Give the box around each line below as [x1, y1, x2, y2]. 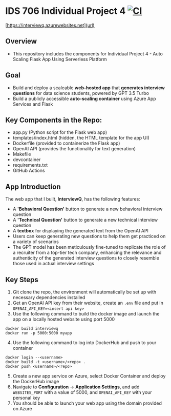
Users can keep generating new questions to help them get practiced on [12, 233, 166, 240]
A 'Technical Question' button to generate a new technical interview [12, 217, 158, 223]
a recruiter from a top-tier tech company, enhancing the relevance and [12, 249, 162, 256]
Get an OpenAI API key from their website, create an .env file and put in [12, 300, 164, 306]
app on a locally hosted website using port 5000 [12, 316, 115, 322]
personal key [12, 395, 40, 401]
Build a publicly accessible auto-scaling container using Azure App [12, 95, 156, 102]
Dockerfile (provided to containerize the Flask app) [12, 140, 120, 146]
